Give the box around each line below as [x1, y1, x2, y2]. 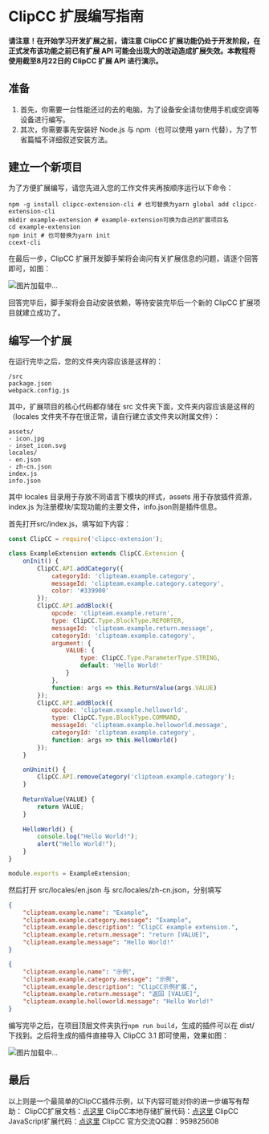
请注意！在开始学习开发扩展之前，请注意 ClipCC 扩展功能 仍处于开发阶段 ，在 [8, 35, 261, 45]
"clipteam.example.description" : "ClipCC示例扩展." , [22, 982, 198, 991]
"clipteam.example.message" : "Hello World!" [22, 938, 174, 947]
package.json [8, 380, 52, 388]
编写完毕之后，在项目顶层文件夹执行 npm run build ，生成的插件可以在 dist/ [8, 1021, 255, 1030]
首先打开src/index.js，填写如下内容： [8, 519, 132, 529]
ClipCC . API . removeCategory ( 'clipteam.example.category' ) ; [37, 773, 235, 781]
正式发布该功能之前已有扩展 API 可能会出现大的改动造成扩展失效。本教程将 [8, 46, 256, 55]
